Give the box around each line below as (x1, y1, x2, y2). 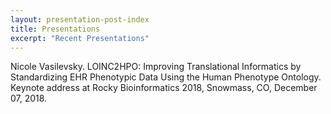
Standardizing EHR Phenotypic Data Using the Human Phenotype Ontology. (10, 71, 322, 83)
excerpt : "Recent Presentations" (10, 33, 150, 43)
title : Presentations (10, 24, 101, 34)
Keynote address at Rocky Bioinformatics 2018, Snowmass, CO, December (10, 82, 318, 94)
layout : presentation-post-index (10, 14, 150, 25)
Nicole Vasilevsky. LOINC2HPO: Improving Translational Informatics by (10, 61, 302, 73)
